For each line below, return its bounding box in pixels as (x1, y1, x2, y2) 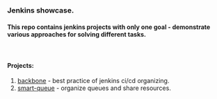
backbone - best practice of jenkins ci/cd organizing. (17, 77, 170, 85)
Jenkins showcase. (7, 6, 74, 15)
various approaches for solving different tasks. (7, 30, 147, 38)
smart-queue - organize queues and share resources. (17, 84, 172, 92)
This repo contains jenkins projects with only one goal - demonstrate (7, 23, 211, 31)
